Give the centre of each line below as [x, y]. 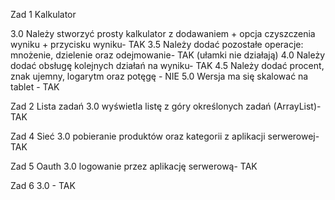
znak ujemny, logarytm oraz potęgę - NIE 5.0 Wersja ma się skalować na [159, 76]
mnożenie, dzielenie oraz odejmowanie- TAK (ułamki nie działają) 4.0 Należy [168, 55]
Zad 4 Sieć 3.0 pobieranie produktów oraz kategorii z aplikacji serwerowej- [165, 136]
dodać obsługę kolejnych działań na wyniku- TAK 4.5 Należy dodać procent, [167, 65]
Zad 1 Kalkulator [43, 14]
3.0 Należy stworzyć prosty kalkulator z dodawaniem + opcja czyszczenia [163, 33]
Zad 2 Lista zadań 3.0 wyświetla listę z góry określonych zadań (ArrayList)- [166, 106]
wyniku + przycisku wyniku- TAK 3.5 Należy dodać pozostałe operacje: [157, 44]
